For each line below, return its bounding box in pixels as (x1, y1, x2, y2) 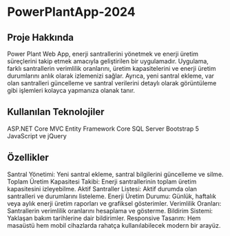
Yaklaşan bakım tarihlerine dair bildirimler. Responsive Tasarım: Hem (7, 214, 201, 222)
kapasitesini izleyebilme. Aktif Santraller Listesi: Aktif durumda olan (7, 184, 198, 193)
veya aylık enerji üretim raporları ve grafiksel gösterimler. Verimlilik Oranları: (7, 199, 222, 207)
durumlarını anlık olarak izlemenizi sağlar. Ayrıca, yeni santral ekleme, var (7, 72, 215, 80)
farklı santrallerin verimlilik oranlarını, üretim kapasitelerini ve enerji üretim (7, 65, 216, 72)
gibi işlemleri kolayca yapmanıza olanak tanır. (7, 87, 136, 94)
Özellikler (7, 152, 50, 164)
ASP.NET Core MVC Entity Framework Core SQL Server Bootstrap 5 (7, 125, 200, 133)
